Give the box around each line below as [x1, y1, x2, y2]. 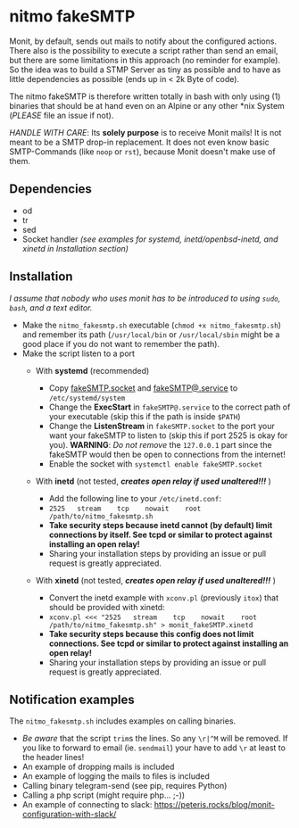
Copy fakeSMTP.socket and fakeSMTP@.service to [48, 382, 238, 393]
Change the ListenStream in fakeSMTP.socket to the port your [48, 420, 275, 431]
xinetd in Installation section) [21, 243, 129, 253]
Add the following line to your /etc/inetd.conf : [48, 493, 221, 503]
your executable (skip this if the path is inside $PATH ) [48, 410, 241, 421]
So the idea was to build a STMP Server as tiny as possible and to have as [9, 64, 281, 75]
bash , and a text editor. [9, 302, 93, 313]
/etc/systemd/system [48, 393, 126, 402]
